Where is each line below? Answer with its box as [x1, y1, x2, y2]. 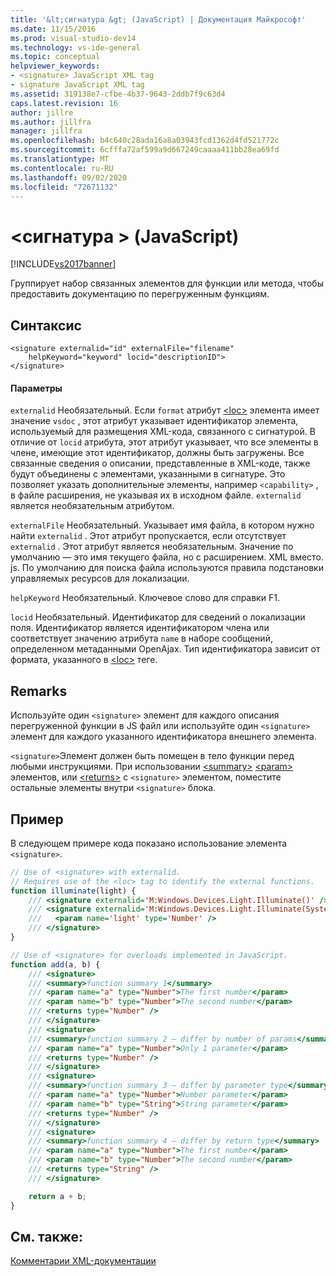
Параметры [10, 382, 63, 394]
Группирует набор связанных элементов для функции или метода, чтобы [10, 277, 324, 290]
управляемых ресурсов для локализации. [10, 572, 190, 585]
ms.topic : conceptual [10, 52, 101, 62]
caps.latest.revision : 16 [10, 98, 118, 108]
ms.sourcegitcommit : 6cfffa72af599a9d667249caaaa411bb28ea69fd [10, 145, 280, 155]
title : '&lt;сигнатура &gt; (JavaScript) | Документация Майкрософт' [10, 14, 307, 25]
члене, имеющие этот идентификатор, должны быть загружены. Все [10, 447, 305, 459]
